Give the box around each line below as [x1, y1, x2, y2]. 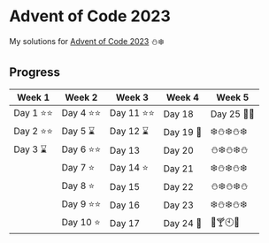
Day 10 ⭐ [61, 216, 101, 228]
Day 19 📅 [163, 126, 202, 139]
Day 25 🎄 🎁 [210, 108, 255, 120]
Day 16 [109, 199, 140, 211]
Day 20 [163, 144, 195, 156]
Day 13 [109, 144, 140, 156]
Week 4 [165, 91, 199, 103]
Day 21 [163, 163, 195, 175]
